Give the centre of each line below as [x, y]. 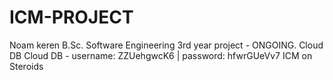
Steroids [26, 66]
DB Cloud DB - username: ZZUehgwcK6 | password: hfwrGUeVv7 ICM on [161, 55]
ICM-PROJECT [71, 17]
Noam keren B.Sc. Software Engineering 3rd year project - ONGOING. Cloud [166, 45]
